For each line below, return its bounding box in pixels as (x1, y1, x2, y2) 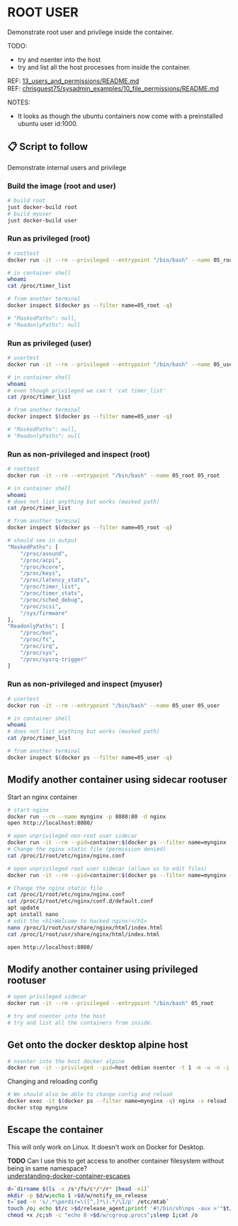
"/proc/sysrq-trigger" (20, 655, 87, 663)
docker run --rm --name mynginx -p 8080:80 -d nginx (7, 813, 166, 820)
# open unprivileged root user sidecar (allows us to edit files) (7, 865, 208, 872)
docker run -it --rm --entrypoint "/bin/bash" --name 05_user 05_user (7, 701, 220, 709)
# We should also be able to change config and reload (7, 1091, 173, 1098)
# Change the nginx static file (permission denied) (7, 846, 166, 853)
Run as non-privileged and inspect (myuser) (7, 679, 163, 689)
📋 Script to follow (7, 141, 89, 153)
